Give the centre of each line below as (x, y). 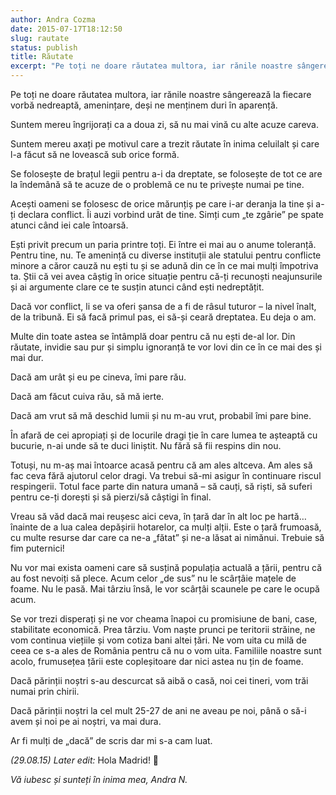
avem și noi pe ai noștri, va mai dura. (86, 721)
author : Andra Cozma (53, 19)
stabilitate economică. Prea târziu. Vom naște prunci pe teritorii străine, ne (163, 629)
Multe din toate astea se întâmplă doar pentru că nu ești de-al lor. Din (153, 336)
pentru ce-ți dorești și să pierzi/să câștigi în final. (111, 497)
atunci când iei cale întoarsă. (69, 225)
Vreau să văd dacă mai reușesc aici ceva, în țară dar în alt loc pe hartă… (158, 516)
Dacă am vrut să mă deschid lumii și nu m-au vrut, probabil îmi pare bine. (161, 415)
